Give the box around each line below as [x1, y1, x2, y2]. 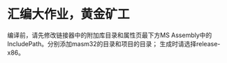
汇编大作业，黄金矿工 [7, 6, 131, 22]
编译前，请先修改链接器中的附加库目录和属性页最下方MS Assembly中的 [7, 31, 212, 39]
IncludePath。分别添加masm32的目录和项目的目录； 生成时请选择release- [7, 39, 221, 48]
